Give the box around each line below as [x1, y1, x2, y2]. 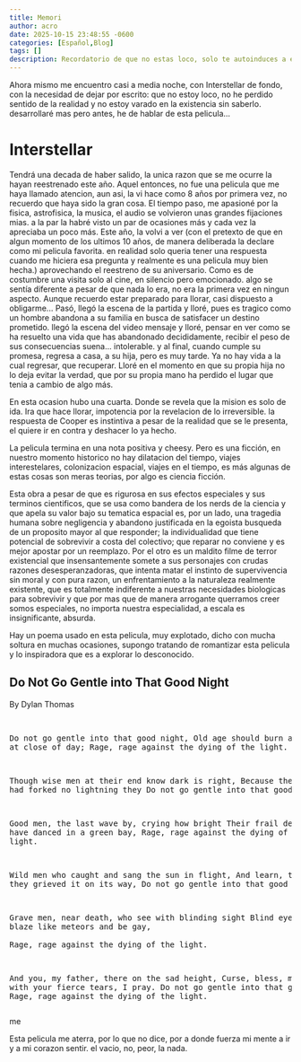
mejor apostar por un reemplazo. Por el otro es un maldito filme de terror [9, 545, 278, 557]
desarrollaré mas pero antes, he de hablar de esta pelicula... [9, 109, 231, 118]
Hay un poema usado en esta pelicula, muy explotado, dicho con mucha [9, 629, 276, 640]
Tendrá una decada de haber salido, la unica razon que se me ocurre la [9, 169, 272, 180]
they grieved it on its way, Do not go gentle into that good [9, 879, 288, 889]
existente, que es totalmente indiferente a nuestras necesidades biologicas [9, 584, 287, 594]
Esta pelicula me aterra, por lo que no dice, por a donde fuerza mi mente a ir [9, 1033, 291, 1044]
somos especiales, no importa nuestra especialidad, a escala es [9, 602, 245, 613]
